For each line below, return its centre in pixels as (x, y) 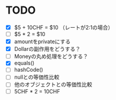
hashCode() (29, 70)
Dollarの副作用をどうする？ (47, 49)
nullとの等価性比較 (37, 77)
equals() (24, 63)
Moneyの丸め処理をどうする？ (51, 56)
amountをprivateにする (42, 41)
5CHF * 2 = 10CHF (37, 91)
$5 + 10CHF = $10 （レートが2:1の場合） (64, 27)
